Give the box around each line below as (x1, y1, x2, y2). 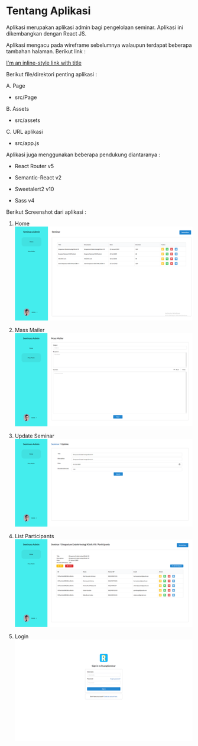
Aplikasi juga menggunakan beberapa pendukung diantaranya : (6, 151, 161, 158)
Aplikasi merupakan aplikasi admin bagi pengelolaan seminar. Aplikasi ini (6, 24, 183, 31)
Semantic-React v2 (14, 173, 62, 181)
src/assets (14, 117, 40, 124)
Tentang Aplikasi (6, 4, 91, 18)
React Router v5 (14, 162, 54, 169)
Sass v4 (14, 197, 35, 204)
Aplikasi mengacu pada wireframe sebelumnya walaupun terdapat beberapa (6, 41, 192, 49)
